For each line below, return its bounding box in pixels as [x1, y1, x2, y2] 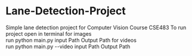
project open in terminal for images [5, 30, 92, 37]
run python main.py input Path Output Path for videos [5, 36, 137, 43]
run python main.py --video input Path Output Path [5, 43, 131, 50]
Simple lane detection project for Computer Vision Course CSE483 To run [5, 24, 187, 31]
